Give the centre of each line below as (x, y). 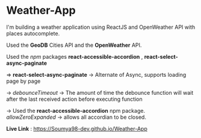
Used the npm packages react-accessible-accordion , (75, 56)
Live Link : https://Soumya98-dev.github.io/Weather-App (77, 128)
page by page (23, 81)
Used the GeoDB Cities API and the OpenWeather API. (74, 45)
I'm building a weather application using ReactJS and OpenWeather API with (101, 27)
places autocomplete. (33, 33)
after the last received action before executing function (74, 99)
